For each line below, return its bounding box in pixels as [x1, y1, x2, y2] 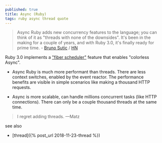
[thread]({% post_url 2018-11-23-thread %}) [12, 132, 101, 139]
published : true [5, 7, 38, 12]
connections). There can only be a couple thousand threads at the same [12, 99, 157, 105]
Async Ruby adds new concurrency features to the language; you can [17, 30, 157, 36]
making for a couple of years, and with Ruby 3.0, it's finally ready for [17, 40, 154, 46]
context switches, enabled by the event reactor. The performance [12, 74, 144, 80]
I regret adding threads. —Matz [17, 114, 80, 120]
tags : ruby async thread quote [5, 16, 69, 21]
